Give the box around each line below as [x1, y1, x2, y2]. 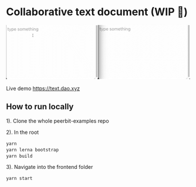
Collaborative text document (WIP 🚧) [6, 5, 188, 19]
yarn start [6, 175, 33, 182]
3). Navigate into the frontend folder [6, 164, 93, 171]
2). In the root [6, 129, 39, 136]
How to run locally [6, 102, 74, 112]
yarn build [6, 153, 33, 159]
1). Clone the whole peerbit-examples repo [6, 117, 110, 124]
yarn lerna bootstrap [6, 147, 59, 153]
